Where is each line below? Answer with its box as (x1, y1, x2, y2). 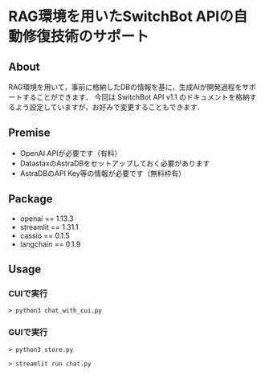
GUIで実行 (8, 327, 48, 338)
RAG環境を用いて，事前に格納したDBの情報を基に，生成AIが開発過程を (8, 82, 243, 92)
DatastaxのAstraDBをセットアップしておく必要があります (19, 158, 210, 168)
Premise (8, 126, 51, 140)
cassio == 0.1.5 (19, 231, 70, 240)
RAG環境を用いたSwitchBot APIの (8, 7, 234, 26)
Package (8, 192, 54, 206)
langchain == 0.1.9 (19, 239, 81, 249)
